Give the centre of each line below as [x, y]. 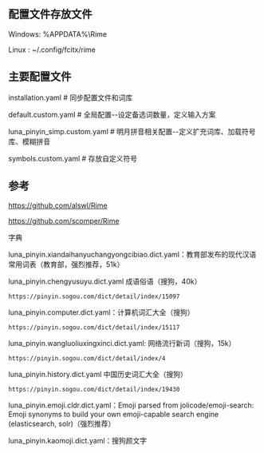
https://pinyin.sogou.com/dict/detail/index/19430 [94, 390]
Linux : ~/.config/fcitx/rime [52, 50]
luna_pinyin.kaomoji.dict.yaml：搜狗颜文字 [78, 441]
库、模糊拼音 [29, 141]
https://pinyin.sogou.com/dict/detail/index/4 [87, 359]
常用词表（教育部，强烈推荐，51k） [66, 264]
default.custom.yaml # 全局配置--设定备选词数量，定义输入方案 [112, 114]
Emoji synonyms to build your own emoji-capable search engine [114, 415]
